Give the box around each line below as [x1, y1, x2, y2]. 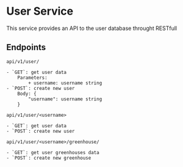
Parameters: [17, 75, 48, 81]
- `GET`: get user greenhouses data [6, 149, 99, 155]
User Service [6, 4, 74, 18]
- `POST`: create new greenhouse [6, 155, 91, 161]
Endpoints [6, 42, 46, 53]
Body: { [17, 91, 37, 97]
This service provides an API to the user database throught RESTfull [6, 24, 178, 32]
